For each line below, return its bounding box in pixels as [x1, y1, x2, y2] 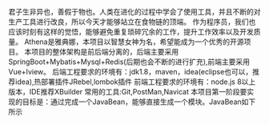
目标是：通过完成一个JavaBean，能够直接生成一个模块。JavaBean [22, 97, 242, 106]
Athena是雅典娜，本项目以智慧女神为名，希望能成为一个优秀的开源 [23, 37, 244, 46]
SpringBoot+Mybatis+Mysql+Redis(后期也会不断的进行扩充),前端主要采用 [8, 57, 251, 66]
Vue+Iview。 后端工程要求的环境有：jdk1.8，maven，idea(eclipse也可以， [8, 67, 253, 76]
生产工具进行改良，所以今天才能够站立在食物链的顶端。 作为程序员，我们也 [8, 17, 256, 26]
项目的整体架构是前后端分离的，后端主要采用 [30, 47, 179, 56]
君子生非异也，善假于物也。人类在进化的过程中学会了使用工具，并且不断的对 [8, 7, 261, 16]
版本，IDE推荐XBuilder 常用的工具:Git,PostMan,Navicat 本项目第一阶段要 [8, 87, 247, 96]
